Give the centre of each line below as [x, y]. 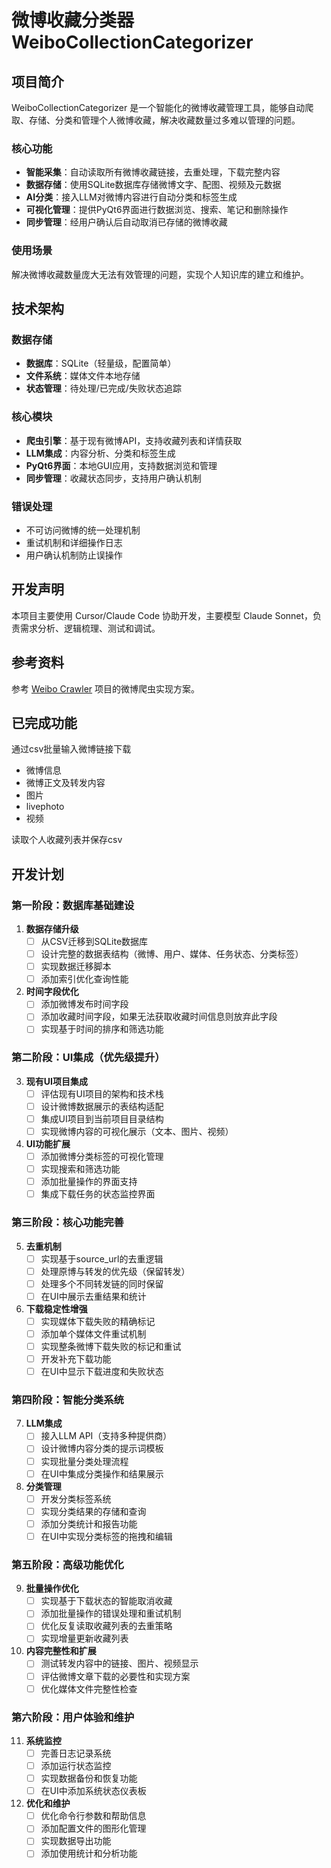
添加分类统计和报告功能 [89, 1523]
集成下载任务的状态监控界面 [98, 1194]
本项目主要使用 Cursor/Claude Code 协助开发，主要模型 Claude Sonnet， [162, 615]
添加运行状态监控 [76, 1765]
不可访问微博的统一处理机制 [83, 530]
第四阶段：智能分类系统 [67, 1400]
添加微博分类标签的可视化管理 [102, 1156]
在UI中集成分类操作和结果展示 [102, 1473]
